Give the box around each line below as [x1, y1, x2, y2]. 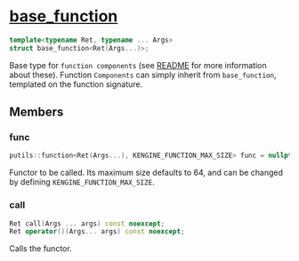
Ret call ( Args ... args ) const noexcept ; [9, 219, 166, 228]
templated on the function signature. [9, 78, 143, 90]
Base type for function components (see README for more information [9, 59, 267, 70]
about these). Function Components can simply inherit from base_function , [9, 69, 278, 80]
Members [9, 105, 64, 120]
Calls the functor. [9, 243, 73, 254]
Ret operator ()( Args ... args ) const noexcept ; [9, 227, 185, 236]
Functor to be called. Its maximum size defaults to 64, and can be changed [9, 167, 283, 178]
